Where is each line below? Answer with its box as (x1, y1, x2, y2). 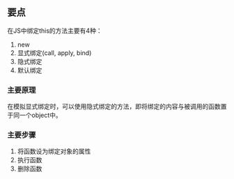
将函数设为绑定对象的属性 (17, 147, 91, 155)
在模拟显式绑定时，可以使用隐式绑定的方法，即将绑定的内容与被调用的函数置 (7, 102, 227, 111)
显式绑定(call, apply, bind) (17, 48, 92, 57)
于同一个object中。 (7, 111, 63, 120)
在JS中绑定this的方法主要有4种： (7, 26, 102, 35)
